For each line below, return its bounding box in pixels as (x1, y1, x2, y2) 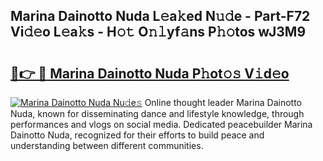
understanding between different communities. (10, 140, 204, 151)
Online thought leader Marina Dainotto (144, 97, 302, 108)
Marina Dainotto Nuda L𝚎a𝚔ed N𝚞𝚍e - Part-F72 (10, 8, 311, 25)
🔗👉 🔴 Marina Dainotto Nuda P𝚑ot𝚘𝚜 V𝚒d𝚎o (10, 65, 290, 82)
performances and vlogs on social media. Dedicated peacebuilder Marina (10, 119, 313, 130)
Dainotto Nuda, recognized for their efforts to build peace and (10, 129, 265, 141)
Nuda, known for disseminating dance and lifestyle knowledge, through (10, 108, 305, 119)
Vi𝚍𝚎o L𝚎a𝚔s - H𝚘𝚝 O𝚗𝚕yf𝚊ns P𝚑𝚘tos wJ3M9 (10, 24, 307, 41)
